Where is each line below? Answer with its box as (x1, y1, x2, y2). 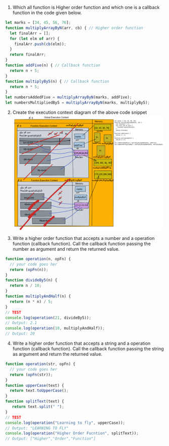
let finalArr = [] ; (10, 30, 51, 36)
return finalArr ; (10, 52, 46, 57)
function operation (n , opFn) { (5, 256, 71, 261)
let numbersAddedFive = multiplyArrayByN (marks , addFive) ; (5, 95, 132, 100)
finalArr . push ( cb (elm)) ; (14, 42, 67, 47)
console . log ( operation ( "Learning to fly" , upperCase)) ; (5, 420, 125, 425)
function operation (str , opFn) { (5, 361, 76, 367)
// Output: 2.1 (5, 320, 37, 326)
